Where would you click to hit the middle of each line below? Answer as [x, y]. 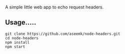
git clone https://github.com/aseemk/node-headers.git [63, 34]
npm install [17, 42]
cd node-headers [22, 38]
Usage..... [21, 22]
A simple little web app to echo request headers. [54, 7]
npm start [15, 47]
